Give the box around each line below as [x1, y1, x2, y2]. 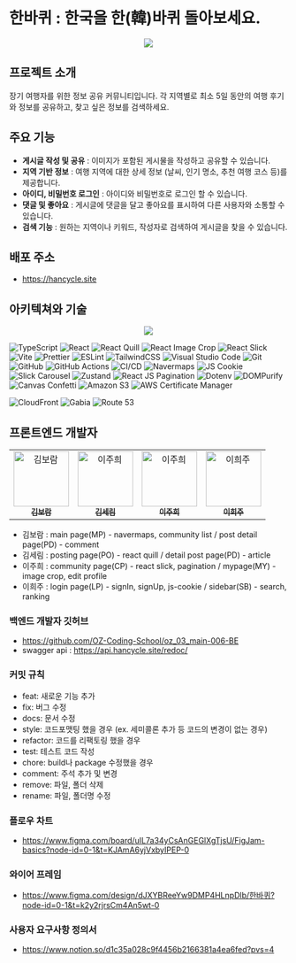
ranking [21, 591, 50, 602]
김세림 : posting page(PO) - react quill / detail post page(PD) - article [21, 550, 271, 560]
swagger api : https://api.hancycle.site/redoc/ [21, 645, 188, 656]
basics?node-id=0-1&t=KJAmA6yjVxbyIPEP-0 [21, 844, 190, 855]
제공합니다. [21, 177, 61, 188]
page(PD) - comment [21, 539, 100, 550]
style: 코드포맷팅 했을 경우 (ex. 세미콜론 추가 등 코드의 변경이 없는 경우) [21, 723, 268, 735]
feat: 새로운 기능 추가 [21, 690, 95, 701]
